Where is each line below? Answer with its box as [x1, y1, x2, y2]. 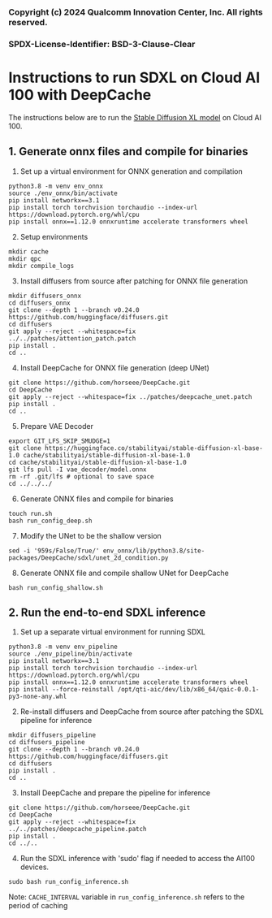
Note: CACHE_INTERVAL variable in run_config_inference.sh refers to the [8, 892, 245, 902]
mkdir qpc [8, 254, 42, 262]
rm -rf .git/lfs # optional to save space [8, 472, 154, 481]
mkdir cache [8, 247, 49, 256]
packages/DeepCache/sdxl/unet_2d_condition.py [8, 553, 169, 562]
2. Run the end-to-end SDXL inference [8, 605, 206, 619]
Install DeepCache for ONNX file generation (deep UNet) [19, 362, 209, 372]
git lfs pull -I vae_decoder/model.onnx [8, 465, 148, 474]
